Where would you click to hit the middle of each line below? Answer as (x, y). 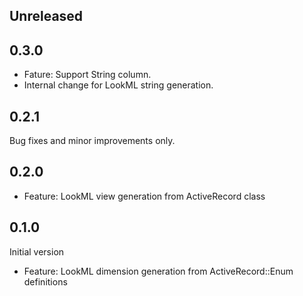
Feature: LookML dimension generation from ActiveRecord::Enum (158, 271)
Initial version (37, 251)
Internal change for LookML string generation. (118, 85)
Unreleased (46, 16)
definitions (45, 281)
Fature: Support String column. (87, 75)
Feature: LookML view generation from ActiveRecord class (144, 196)
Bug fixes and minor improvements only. (92, 141)
